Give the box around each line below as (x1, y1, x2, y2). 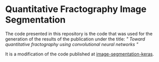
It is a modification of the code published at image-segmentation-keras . (5, 51, 154, 57)
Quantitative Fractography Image (5, 3, 147, 15)
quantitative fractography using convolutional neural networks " (5, 41, 138, 47)
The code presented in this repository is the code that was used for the (5, 30, 152, 36)
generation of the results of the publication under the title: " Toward (5, 36, 145, 42)
